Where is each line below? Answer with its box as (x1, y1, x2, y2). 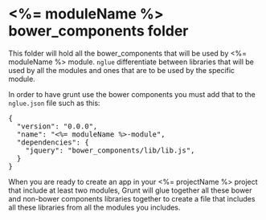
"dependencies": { (16, 137, 90, 147)
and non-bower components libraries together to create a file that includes (8, 194, 256, 203)
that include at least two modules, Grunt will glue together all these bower (8, 185, 252, 195)
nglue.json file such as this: (8, 98, 100, 108)
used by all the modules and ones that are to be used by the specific (8, 65, 235, 75)
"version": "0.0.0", (16, 121, 98, 131)
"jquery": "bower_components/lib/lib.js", (25, 145, 195, 155)
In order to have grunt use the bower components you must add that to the (8, 89, 256, 99)
